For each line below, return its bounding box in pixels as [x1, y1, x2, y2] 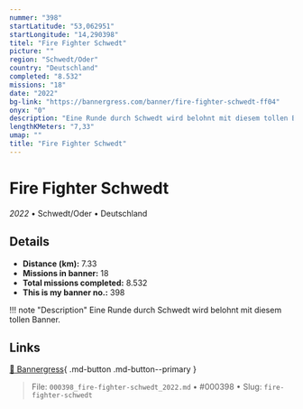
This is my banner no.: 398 [22, 286, 125, 298]
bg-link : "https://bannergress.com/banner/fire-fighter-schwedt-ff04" [9, 97, 280, 107]
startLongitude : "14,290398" [9, 30, 119, 39]
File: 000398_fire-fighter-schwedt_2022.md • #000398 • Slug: [31, 381, 262, 393]
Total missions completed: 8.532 [22, 277, 148, 288]
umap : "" [9, 131, 42, 140]
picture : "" [9, 47, 54, 56]
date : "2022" [9, 88, 59, 98]
